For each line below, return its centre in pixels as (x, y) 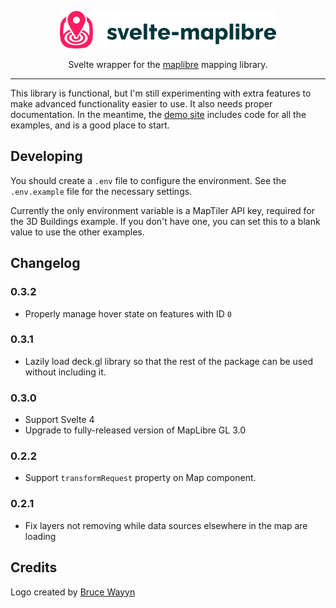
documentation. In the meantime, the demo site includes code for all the (158, 114)
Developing (46, 156)
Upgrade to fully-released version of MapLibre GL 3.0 (135, 430)
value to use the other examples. (77, 232)
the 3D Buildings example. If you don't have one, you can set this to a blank (165, 221)
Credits (34, 567)
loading (40, 536)
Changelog (45, 263)
